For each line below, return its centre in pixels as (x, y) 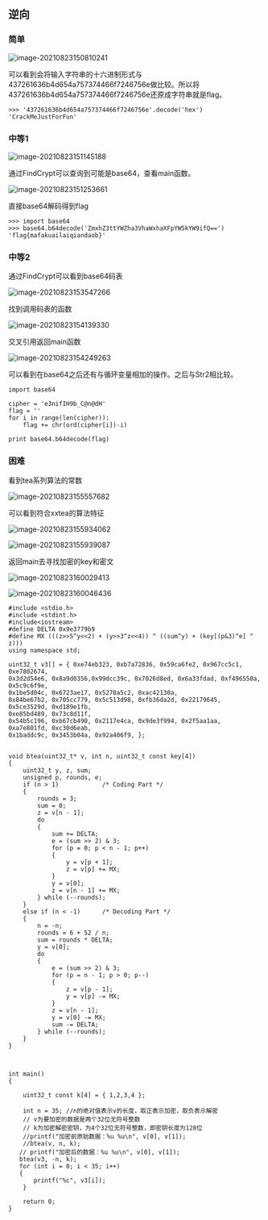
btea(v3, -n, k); (48, 1159)
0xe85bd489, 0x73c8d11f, (50, 714)
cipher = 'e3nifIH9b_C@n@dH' (57, 404)
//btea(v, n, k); (52, 1143)
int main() (27, 1074)
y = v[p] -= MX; (93, 996)
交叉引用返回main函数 (45, 342)
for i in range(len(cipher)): (59, 418)
